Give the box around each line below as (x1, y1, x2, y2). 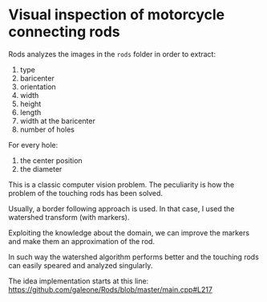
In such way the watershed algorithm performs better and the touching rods (8, 251, 259, 262)
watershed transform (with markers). (8, 212, 130, 222)
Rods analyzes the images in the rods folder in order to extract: (8, 49, 216, 59)
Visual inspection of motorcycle (8, 6, 225, 24)
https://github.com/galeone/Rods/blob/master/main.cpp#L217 (8, 284, 212, 294)
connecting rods (8, 22, 120, 41)
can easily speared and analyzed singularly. (8, 260, 153, 270)
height (19, 99, 42, 108)
